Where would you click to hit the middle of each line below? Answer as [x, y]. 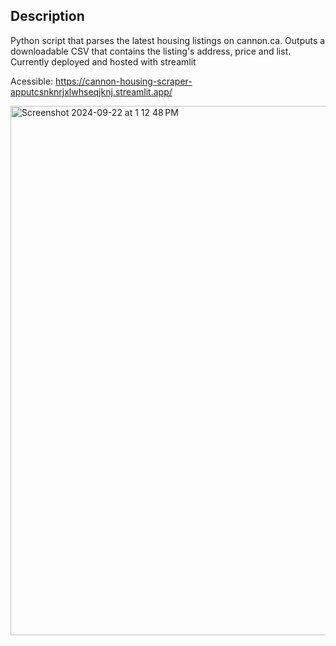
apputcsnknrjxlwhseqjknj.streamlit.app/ [91, 91]
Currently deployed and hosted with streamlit [103, 61]
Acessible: [32, 81]
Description [47, 16]
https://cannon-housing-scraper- [124, 81]
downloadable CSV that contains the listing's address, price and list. [151, 51]
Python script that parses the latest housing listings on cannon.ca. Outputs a [168, 40]
